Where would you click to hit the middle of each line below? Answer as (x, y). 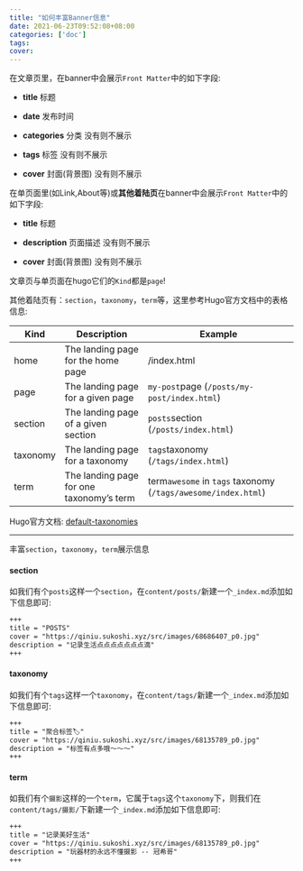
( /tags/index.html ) (188, 461)
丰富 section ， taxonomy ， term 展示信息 (80, 549)
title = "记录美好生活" (50, 835)
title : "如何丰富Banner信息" (60, 18)
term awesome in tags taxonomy (211, 481)
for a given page (99, 398)
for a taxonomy (96, 461)
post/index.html (183, 399)
